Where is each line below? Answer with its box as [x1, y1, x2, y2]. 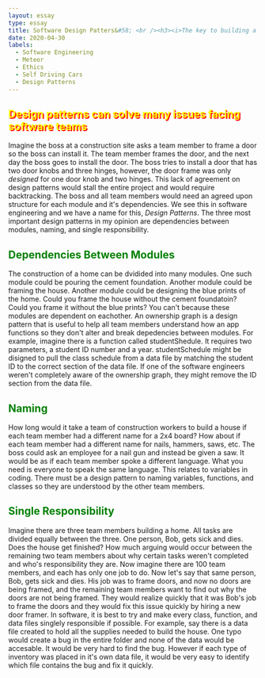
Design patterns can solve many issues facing [8, 107, 240, 121]
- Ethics [15, 63, 44, 71]
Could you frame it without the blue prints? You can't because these [8, 303, 230, 312]
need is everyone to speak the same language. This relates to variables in [8, 465, 248, 474]
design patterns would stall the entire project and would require [8, 183, 215, 193]
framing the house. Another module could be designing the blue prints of [8, 286, 246, 296]
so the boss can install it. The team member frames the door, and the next [8, 149, 249, 159]
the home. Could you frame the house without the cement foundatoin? [8, 294, 237, 304]
